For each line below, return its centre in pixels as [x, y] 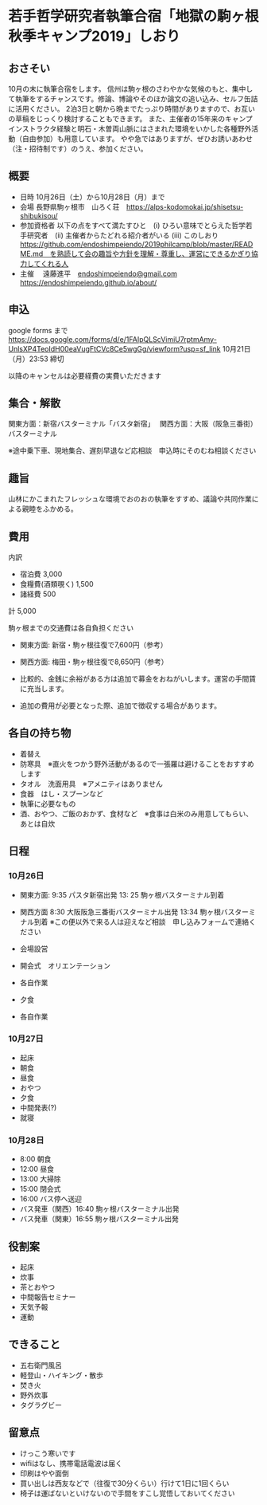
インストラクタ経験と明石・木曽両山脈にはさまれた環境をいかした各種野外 [130, 129]
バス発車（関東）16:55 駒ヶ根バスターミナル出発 [99, 1219]
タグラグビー [41, 1405]
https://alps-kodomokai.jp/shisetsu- [185, 206]
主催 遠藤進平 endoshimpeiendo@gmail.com [98, 273]
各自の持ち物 [40, 733]
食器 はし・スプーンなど [62, 793]
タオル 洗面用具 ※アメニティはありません [91, 784]
